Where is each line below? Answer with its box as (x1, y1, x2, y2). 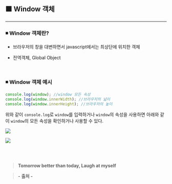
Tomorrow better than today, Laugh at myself (17, 163, 116, 169)
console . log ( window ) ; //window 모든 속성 (5, 92, 91, 97)
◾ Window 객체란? (5, 30, 50, 37)
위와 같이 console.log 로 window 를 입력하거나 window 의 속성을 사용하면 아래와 (5, 111, 159, 118)
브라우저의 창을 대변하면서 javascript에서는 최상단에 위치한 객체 (12, 44, 140, 50)
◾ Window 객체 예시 (5, 79, 52, 86)
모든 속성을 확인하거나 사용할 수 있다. (30, 118, 104, 124)
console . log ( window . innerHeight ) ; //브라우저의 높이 (5, 102, 113, 107)
